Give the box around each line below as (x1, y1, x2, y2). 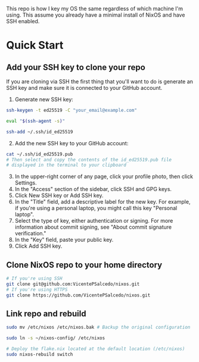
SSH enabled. (6, 18, 40, 24)
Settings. (14, 179, 37, 186)
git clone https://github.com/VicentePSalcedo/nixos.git (6, 292, 151, 298)
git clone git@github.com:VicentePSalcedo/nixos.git (6, 281, 140, 287)
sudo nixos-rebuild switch (6, 351, 73, 357)
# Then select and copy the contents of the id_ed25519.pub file (6, 157, 172, 163)
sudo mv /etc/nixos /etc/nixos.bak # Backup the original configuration (6, 324, 191, 330)
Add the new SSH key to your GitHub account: (14, 139, 129, 146)
